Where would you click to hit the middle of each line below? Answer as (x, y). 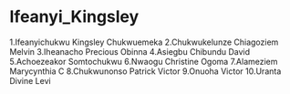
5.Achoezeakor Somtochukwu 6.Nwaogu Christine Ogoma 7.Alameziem (144, 61)
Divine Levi (31, 80)
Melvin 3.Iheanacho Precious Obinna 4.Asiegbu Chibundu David (130, 51)
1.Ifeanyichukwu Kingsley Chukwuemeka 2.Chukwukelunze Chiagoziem (144, 42)
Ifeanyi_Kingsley (74, 17)
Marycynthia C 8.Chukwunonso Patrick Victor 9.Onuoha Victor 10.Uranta (145, 71)
